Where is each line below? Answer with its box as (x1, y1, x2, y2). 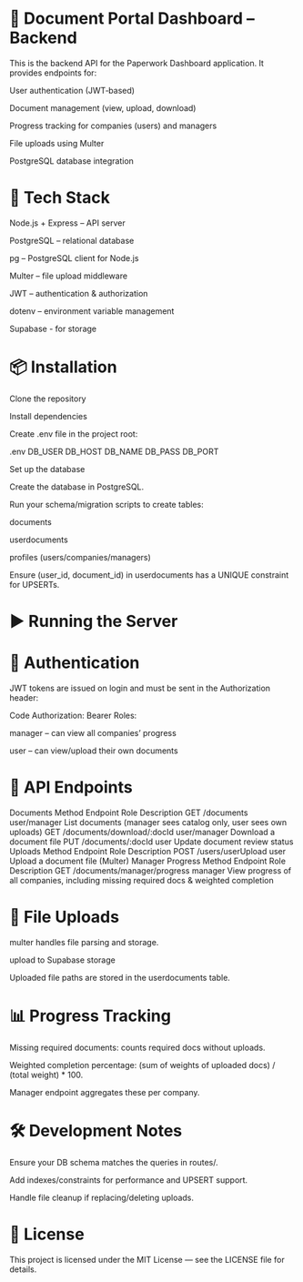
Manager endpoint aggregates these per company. (9, 1086, 200, 1097)
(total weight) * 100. (9, 1069, 84, 1080)
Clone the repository (9, 393, 86, 404)
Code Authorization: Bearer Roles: (9, 710, 137, 721)
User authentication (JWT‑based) (9, 85, 135, 96)
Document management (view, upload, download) (9, 102, 197, 113)
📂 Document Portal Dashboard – (9, 8, 255, 29)
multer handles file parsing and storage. (9, 936, 159, 947)
